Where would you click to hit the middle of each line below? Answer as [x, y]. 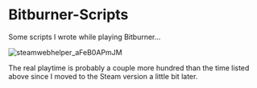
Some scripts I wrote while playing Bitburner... [85, 37]
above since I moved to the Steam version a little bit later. [103, 76]
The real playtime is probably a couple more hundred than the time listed [129, 68]
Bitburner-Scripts [68, 15]
